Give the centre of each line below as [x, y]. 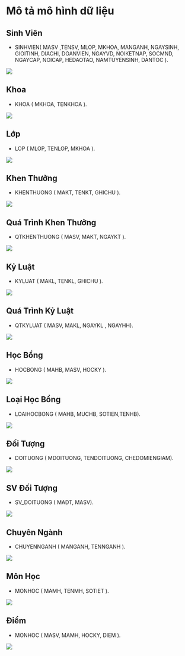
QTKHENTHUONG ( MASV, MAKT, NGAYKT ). [70, 237]
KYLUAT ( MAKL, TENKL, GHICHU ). [59, 281]
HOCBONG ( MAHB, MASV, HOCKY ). [60, 369]
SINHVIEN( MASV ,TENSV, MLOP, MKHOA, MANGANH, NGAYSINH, [97, 47]
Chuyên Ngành [35, 532]
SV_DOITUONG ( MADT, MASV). [54, 502]
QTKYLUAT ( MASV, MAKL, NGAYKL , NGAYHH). [74, 325]
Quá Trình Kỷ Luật [40, 311]
